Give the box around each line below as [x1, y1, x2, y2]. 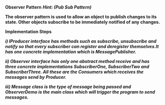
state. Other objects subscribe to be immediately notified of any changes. [5, 19, 160, 25]
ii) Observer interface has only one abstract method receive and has [5, 58, 150, 64]
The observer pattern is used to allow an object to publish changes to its [5, 14, 157, 19]
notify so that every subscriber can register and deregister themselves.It [5, 44, 159, 49]
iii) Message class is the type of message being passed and [5, 84, 131, 90]
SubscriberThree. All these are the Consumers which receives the [5, 69, 144, 75]
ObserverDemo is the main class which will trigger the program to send [5, 89, 155, 95]
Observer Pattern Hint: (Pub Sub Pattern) [5, 4, 92, 10]
